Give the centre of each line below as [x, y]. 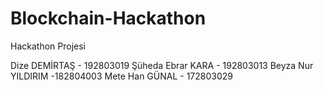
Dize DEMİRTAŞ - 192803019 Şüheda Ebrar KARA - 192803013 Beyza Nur [162, 65]
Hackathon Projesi [48, 46]
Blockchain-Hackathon [108, 18]
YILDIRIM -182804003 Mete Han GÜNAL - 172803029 [121, 76]
